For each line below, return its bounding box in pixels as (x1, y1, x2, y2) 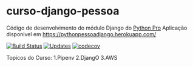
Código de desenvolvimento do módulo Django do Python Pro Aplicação (6, 24, 188, 31)
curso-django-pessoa (6, 4, 120, 18)
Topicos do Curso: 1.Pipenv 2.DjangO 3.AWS (6, 54, 118, 61)
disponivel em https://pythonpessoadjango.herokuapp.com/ (6, 30, 157, 37)
